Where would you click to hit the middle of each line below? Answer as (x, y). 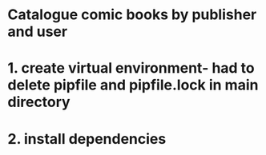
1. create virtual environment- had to (131, 68)
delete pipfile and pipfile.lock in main (133, 85)
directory (39, 102)
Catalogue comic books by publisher (132, 15)
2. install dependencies (87, 139)
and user (38, 32)
